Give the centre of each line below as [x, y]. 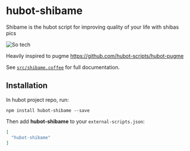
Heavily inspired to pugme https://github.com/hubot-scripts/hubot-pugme [95, 56]
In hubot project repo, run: [38, 99]
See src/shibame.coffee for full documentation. [63, 67]
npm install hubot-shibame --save [48, 110]
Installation [27, 86]
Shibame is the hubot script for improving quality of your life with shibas [92, 27]
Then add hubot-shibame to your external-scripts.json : [75, 121]
